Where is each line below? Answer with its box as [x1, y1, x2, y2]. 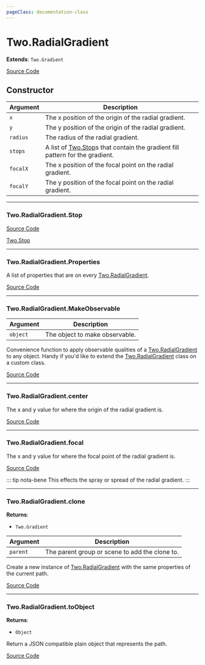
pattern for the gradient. [45, 151, 114, 160]
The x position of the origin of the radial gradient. [45, 114, 185, 122]
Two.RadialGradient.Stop [6, 211, 83, 219]
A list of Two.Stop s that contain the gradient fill [45, 143, 179, 152]
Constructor [6, 85, 54, 95]
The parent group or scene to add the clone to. [45, 548, 179, 556]
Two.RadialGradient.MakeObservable [6, 304, 121, 312]
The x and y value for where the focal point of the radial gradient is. [6, 452, 176, 460]
